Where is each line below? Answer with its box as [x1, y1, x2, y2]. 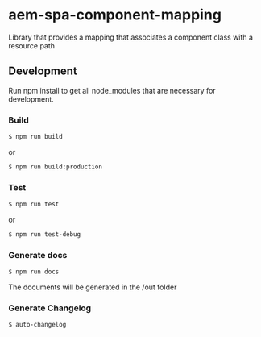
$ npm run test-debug [8, 230, 81, 239]
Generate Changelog [8, 302, 92, 314]
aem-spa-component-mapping [8, 6, 222, 24]
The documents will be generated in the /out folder [8, 282, 177, 292]
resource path [8, 40, 55, 50]
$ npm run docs [8, 268, 60, 276]
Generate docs [8, 249, 68, 260]
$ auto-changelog [8, 321, 67, 329]
